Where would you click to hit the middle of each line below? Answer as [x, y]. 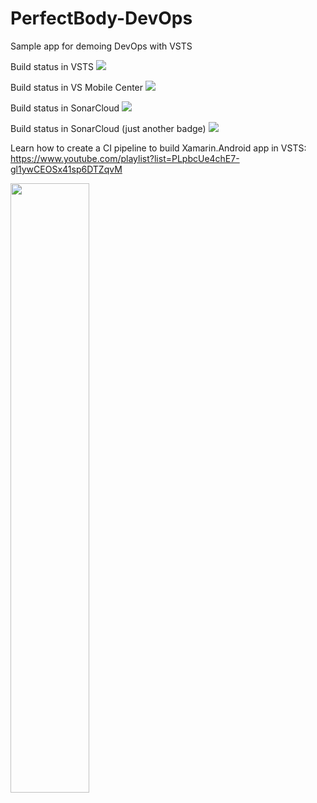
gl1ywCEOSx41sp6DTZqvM [66, 169]
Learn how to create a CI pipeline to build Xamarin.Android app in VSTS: [158, 148]
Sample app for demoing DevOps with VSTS [101, 46]
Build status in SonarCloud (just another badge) [108, 128]
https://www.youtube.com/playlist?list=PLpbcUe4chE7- [125, 158]
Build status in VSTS [52, 66]
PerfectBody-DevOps [101, 18]
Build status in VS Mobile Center [77, 87]
